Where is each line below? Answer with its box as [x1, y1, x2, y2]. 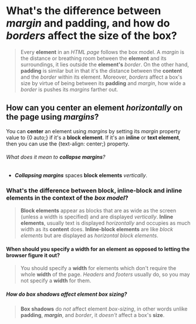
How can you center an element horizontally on [6, 103, 183, 113]
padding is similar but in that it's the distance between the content [20, 67, 183, 74]
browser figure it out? [6, 251, 60, 259]
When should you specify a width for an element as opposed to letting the [6, 245, 190, 252]
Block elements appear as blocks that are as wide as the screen [20, 207, 177, 214]
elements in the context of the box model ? [6, 194, 129, 202]
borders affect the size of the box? [6, 29, 177, 42]
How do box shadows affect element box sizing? [6, 291, 127, 298]
